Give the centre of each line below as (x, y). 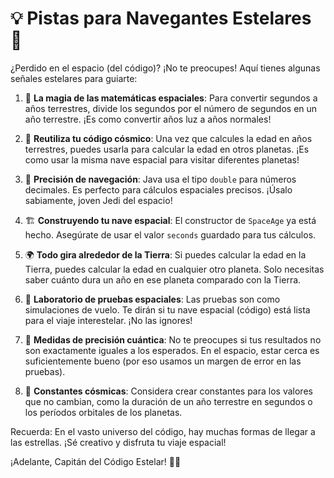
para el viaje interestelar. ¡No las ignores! (108, 320)
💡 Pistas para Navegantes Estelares (161, 18)
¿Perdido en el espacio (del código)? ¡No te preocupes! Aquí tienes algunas (165, 68)
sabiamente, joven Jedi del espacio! (98, 200)
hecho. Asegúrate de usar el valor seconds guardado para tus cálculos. (170, 234)
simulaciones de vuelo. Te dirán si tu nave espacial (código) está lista (167, 309)
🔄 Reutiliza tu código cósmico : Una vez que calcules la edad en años (168, 138)
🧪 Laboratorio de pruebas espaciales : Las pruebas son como (152, 299)
